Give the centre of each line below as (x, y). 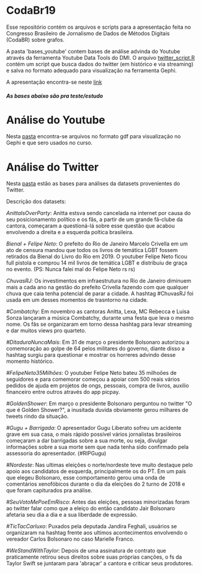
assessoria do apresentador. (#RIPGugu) (56, 453)
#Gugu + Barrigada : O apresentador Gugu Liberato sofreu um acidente (94, 428)
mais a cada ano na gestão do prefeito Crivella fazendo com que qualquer (98, 287)
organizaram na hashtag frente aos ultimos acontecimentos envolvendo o (97, 533)
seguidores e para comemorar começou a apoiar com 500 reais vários (93, 379)
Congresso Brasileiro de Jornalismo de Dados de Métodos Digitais (88, 33)
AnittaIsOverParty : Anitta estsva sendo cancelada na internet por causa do (99, 213)
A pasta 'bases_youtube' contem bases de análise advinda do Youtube (93, 51)
